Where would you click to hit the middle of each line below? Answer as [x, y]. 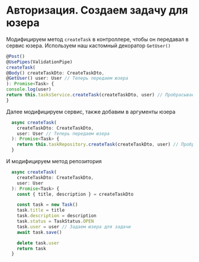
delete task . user [38, 243]
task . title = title [41, 211]
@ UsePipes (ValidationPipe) [39, 62]
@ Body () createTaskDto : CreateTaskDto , [55, 73]
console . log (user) [29, 89]
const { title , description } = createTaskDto [75, 194]
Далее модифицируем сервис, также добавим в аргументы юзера [91, 111]
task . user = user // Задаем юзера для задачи [74, 227]
